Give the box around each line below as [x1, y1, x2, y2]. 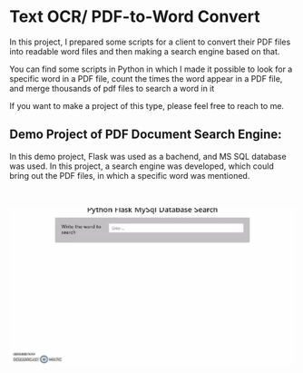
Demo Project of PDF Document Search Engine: [9, 127, 283, 142]
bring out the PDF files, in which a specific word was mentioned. [9, 170, 250, 181]
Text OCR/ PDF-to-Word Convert [9, 6, 260, 27]
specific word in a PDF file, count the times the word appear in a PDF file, [9, 73, 283, 83]
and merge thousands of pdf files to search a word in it [9, 83, 215, 93]
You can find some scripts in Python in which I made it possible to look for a [9, 64, 293, 74]
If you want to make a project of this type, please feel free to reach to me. [9, 100, 284, 111]
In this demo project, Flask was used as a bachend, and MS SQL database [9, 151, 288, 162]
